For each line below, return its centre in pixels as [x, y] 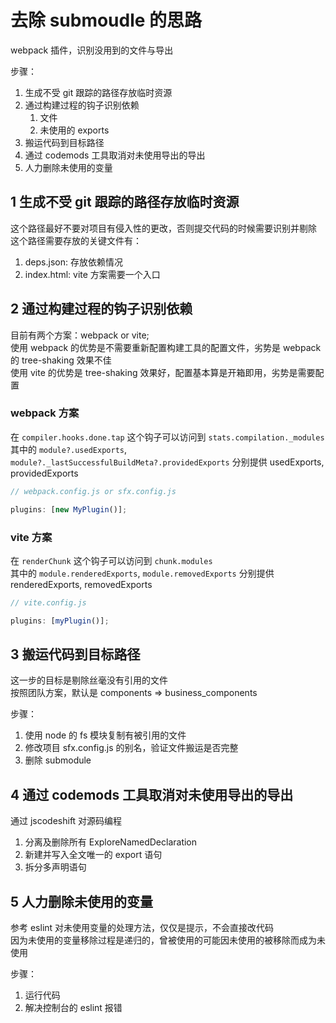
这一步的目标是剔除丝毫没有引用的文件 [89, 680]
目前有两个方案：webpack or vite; [80, 335]
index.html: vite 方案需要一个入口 [92, 274]
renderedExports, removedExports [81, 584]
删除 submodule [58, 760]
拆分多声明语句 [55, 867]
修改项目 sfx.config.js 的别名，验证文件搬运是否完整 [131, 748]
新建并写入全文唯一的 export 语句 [93, 855]
